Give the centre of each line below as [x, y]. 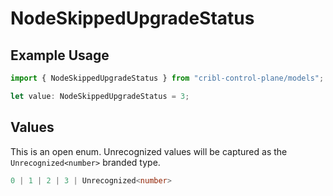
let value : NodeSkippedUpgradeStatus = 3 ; [100, 96]
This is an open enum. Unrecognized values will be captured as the [149, 151]
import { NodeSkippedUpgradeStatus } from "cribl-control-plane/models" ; [167, 78]
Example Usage [60, 55]
